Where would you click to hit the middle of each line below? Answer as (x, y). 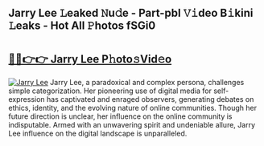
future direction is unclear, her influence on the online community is (120, 116)
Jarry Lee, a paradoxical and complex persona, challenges (147, 82)
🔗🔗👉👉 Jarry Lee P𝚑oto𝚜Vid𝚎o (90, 59)
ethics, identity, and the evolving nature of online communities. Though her (133, 108)
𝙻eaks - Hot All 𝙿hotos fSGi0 (82, 26)
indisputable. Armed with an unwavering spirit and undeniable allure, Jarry (132, 125)
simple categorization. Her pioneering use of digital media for (110, 91)
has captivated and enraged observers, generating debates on (151, 99)
